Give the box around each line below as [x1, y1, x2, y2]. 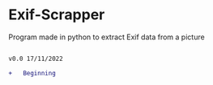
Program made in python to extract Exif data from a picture [8, 32, 205, 42]
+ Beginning [8, 69, 57, 77]
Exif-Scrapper [8, 6, 105, 24]
